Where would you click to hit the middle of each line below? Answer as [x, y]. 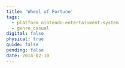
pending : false [25, 50]
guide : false [22, 45]
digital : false [25, 34]
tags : [13, 17]
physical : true [25, 39]
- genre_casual [31, 28]
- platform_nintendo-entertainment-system [65, 22]
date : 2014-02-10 [28, 56]
